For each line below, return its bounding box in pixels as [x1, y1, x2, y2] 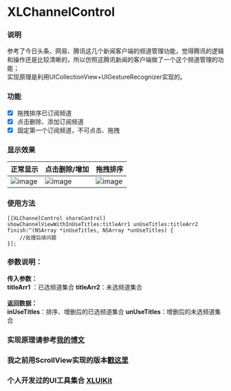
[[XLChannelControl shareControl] [7, 214, 107, 221]
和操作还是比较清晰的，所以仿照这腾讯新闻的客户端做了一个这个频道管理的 [7, 56, 218, 64]
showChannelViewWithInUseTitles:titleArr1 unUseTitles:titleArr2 [7, 221, 198, 228]
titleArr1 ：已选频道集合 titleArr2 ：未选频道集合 [7, 283, 143, 291]
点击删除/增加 [45, 165, 89, 174]
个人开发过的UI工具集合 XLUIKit [7, 375, 113, 385]
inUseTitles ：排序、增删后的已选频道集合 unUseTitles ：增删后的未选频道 [7, 308, 215, 316]
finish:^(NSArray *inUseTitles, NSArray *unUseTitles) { [7, 227, 174, 234]
